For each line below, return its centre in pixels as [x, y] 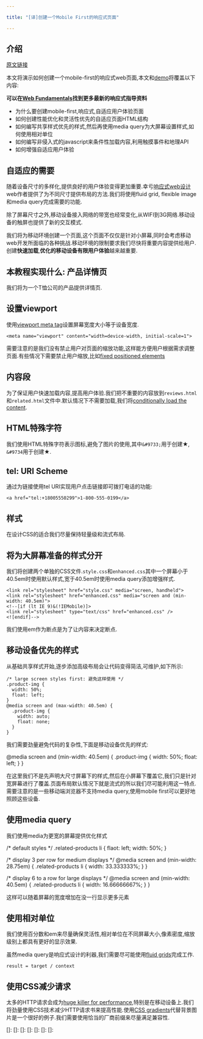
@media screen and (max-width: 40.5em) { [60, 705]
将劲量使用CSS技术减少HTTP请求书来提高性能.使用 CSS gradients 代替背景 [99, 1010]
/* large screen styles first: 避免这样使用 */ [65, 679]
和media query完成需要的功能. [44, 202]
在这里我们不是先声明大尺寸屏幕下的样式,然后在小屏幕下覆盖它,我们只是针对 [101, 776]
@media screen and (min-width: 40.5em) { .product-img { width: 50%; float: [102, 756]
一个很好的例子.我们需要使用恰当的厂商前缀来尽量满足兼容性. [93, 1018]
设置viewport [32, 309]
